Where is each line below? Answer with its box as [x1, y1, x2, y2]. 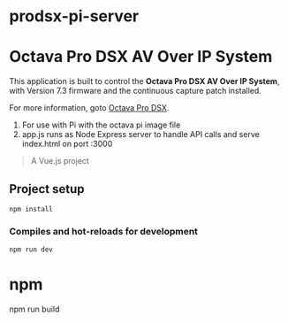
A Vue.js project [30, 156, 90, 166]
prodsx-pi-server [9, 6, 140, 27]
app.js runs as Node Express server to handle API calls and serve [21, 129, 261, 140]
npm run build [9, 304, 60, 315]
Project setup [9, 181, 86, 196]
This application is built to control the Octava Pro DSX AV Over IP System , [9, 76, 280, 87]
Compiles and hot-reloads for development [9, 225, 199, 237]
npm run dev [9, 245, 53, 254]
